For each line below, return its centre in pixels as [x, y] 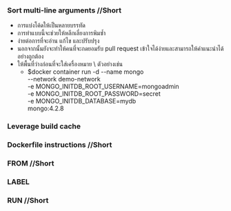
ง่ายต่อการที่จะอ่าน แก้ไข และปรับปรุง [58, 41]
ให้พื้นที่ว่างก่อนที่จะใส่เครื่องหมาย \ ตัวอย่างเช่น [70, 64]
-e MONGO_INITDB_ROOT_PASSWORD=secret [94, 94]
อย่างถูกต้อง [30, 57]
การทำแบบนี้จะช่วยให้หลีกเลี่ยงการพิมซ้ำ [61, 33]
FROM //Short [31, 163]
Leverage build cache [44, 126]
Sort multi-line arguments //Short [64, 10]
